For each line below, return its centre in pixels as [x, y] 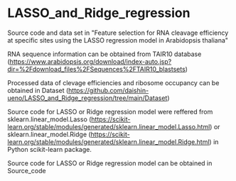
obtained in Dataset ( [38, 90]
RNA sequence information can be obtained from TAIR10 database [104, 54]
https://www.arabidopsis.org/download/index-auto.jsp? [91, 61]
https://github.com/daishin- [109, 90]
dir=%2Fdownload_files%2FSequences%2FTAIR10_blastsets [97, 69]
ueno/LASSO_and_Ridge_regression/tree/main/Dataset [87, 98]
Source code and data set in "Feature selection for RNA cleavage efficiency [118, 33]
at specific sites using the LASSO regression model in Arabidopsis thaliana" [118, 40]
